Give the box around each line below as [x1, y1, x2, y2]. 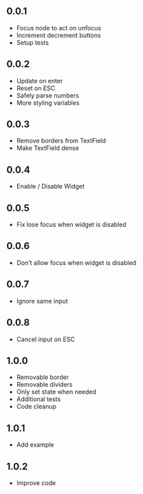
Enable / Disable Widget [16, 182, 85, 191]
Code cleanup [16, 402, 56, 411]
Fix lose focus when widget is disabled [16, 220, 126, 229]
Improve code [16, 478, 56, 487]
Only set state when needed [16, 388, 97, 396]
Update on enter [16, 76, 63, 85]
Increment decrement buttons [16, 31, 101, 39]
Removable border [16, 373, 69, 381]
